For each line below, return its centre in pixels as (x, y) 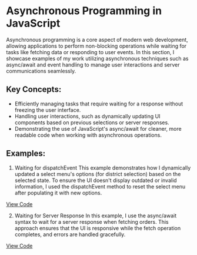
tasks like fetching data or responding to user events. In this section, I (90, 52)
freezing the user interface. (48, 110)
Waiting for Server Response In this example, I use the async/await (96, 216)
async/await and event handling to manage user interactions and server (93, 64)
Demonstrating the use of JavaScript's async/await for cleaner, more (98, 128)
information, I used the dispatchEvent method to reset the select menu (100, 186)
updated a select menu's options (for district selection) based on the (98, 174)
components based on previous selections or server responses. (92, 122)
